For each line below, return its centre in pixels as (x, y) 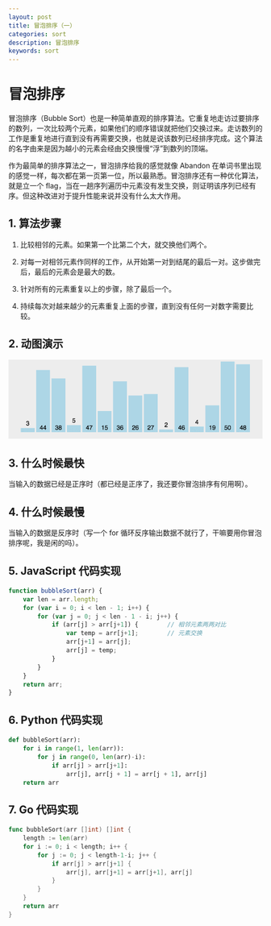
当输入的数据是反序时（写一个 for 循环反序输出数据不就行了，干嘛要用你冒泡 (135, 533)
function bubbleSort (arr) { (56, 591)
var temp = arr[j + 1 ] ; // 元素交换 (134, 633)
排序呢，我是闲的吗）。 (46, 543)
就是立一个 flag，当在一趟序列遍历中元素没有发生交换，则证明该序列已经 (129, 186)
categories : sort (38, 34)
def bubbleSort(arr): (45, 740)
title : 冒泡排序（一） (42, 25)
